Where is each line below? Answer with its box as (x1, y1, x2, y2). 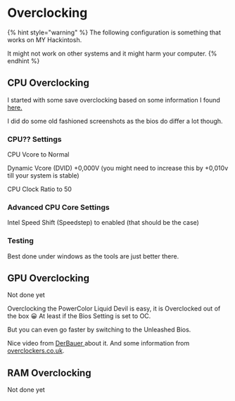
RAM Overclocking (7, 367, 91, 379)
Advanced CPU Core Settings (7, 202, 110, 212)
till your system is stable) (7, 171, 80, 180)
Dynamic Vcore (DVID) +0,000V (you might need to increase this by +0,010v (7, 164, 229, 173)
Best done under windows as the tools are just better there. (7, 251, 179, 261)
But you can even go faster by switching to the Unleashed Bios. (7, 325, 191, 334)
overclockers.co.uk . (7, 346, 65, 355)
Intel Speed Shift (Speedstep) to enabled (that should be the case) (7, 218, 199, 227)
